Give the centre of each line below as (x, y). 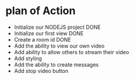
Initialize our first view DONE (49, 33)
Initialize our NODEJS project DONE (57, 27)
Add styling (28, 58)
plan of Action (41, 11)
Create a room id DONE (42, 39)
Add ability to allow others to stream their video (71, 52)
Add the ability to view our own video (59, 46)
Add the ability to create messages (56, 64)
